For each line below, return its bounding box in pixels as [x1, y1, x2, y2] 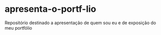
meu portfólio [4, 25, 32, 31]
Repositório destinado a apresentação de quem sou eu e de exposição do [4, 20, 157, 26]
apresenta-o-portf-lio [4, 3, 97, 15]
